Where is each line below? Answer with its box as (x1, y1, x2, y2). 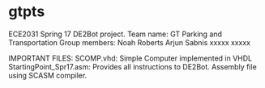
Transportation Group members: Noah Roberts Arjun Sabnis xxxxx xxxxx (8, 37, 251, 47)
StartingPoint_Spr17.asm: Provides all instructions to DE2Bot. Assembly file (8, 61, 257, 71)
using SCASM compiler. (8, 70, 88, 80)
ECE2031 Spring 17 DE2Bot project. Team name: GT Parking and (8, 29, 223, 39)
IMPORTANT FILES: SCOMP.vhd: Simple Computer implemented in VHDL (8, 53, 253, 63)
